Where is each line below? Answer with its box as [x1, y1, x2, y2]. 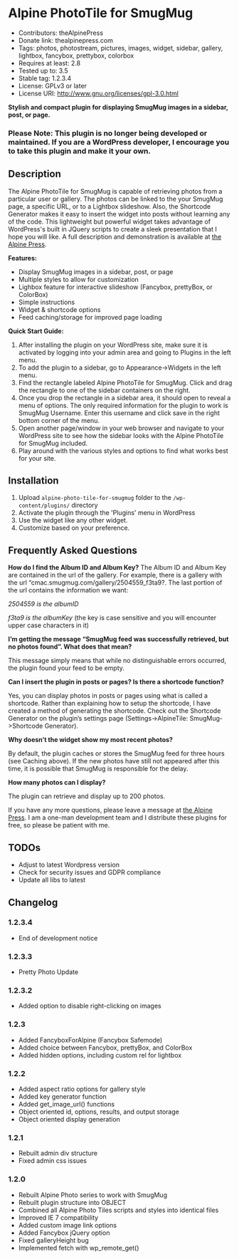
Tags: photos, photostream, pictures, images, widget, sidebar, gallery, [18, 43, 223, 52]
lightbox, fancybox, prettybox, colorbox [18, 51, 134, 60]
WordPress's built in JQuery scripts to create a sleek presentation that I [8, 224, 218, 233]
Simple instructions [18, 298, 75, 306]
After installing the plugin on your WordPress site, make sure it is [18, 340, 208, 349]
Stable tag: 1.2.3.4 [18, 73, 72, 83]
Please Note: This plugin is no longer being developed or [8, 128, 208, 138]
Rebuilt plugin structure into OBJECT [18, 1198, 127, 1206]
